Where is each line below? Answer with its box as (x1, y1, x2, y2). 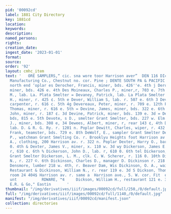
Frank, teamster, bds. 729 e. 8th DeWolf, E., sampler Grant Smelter (10, 130, 160, 135)
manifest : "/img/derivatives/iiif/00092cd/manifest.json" (5, 196, 131, 201)
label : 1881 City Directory (5, 12, 65, 17)
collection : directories (5, 201, 58, 206)
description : (5, 31, 33, 36)
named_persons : (5, 36, 38, 41)
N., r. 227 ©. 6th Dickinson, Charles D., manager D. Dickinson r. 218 (10, 158, 165, 163)
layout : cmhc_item (5, 69, 44, 74)
